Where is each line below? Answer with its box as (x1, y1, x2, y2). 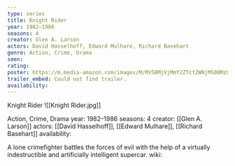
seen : (7, 56, 23, 63)
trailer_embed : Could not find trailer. (7, 75, 127, 83)
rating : (7, 62, 30, 69)
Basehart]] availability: (7, 130, 72, 138)
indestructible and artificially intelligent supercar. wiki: (7, 151, 163, 159)
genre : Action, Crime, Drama (7, 50, 92, 57)
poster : (7, 69, 30, 76)
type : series (7, 10, 45, 18)
